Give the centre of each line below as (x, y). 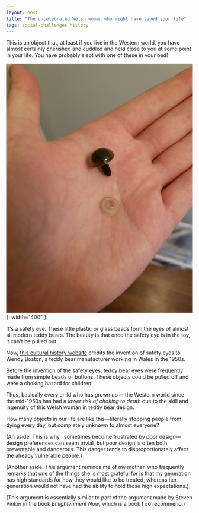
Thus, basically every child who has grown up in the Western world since (95, 395)
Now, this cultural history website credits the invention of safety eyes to (93, 353)
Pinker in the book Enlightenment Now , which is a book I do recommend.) (96, 504)
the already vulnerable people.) (44, 456)
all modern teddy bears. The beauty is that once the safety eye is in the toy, (98, 335)
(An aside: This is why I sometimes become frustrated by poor (82, 437)
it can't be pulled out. (32, 341)
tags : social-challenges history (47, 25)
